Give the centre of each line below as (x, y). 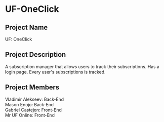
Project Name (26, 27)
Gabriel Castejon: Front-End (33, 110)
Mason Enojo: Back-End (30, 104)
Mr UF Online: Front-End (30, 115)
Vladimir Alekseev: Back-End (35, 99)
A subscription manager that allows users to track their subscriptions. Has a (82, 66)
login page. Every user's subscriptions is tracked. (55, 72)
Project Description (36, 55)
